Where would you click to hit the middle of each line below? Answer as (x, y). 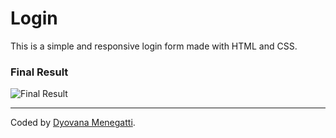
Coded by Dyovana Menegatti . (73, 123)
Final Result (39, 72)
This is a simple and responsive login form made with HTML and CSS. (154, 46)
